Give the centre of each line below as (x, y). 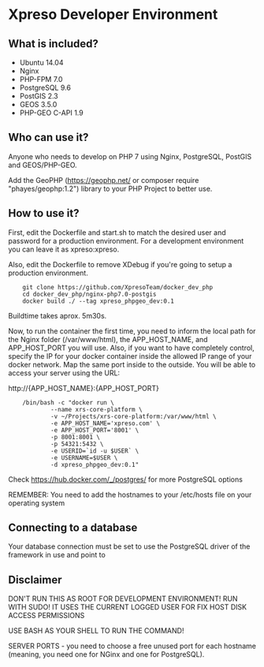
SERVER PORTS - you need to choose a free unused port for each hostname (132, 646)
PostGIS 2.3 (39, 96)
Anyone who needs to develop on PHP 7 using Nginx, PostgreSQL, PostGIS (130, 156)
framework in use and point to (57, 555)
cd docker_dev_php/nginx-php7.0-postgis (89, 294)
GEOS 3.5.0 (38, 104)
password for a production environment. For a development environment (126, 240)
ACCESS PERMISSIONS (46, 616)
